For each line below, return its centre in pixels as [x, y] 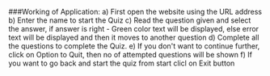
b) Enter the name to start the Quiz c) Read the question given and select [130, 20]
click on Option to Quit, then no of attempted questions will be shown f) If [131, 55]
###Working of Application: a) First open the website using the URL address [135, 12]
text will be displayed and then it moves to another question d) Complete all [134, 37]
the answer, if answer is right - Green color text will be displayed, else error [134, 29]
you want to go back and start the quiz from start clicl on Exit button [122, 63]
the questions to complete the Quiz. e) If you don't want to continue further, [134, 46]
